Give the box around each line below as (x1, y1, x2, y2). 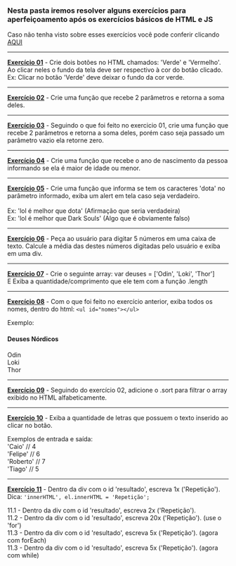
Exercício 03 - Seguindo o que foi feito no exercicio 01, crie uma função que (7, 121, 229, 130)
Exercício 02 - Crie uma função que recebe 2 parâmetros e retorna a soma (7, 94, 225, 102)
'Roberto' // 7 (7, 457, 46, 465)
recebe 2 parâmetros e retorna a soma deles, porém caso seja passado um (7, 129, 225, 137)
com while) (7, 550, 40, 559)
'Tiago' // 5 (7, 465, 39, 473)
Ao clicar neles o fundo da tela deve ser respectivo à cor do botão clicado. (7, 66, 223, 74)
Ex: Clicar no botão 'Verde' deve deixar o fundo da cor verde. (7, 73, 185, 82)
